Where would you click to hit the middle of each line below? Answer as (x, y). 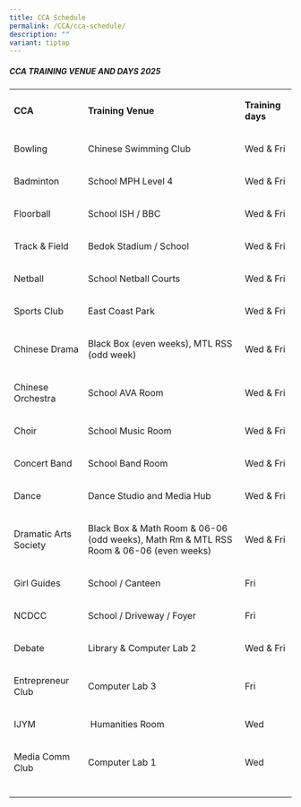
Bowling (30, 149)
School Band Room (128, 464)
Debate (29, 648)
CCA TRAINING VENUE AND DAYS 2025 (85, 71)
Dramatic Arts (43, 534)
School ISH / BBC (125, 214)
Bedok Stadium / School (139, 246)
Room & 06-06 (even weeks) (150, 551)
